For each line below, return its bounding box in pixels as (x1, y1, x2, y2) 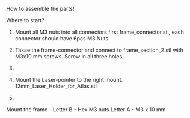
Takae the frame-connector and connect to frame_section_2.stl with (14, 46, 183, 54)
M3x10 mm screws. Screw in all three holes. (14, 53, 124, 60)
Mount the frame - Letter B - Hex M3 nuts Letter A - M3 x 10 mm (6, 106, 166, 113)
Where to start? (6, 17, 45, 23)
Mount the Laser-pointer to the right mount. (14, 76, 123, 83)
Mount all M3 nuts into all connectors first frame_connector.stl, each (14, 28, 185, 36)
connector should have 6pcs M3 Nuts (14, 35, 109, 42)
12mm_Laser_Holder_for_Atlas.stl (14, 82, 97, 90)
